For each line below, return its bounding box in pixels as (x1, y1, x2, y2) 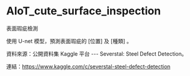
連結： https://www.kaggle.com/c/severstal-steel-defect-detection (6, 63, 171, 70)
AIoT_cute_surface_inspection (6, 4, 161, 18)
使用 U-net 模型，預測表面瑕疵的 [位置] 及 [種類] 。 (6, 37, 132, 44)
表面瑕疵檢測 (6, 25, 38, 32)
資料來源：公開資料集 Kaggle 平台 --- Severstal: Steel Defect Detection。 (6, 50, 188, 57)
